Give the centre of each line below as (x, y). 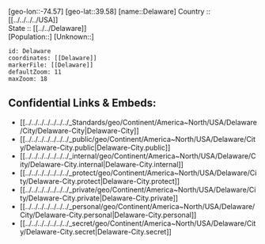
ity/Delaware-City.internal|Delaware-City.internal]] (102, 164)
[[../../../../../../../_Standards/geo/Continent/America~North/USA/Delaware (138, 122)
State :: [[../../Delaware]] (47, 28)
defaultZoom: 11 (35, 72)
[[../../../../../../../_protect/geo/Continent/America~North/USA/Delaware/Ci (138, 173)
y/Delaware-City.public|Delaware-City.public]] (95, 147)
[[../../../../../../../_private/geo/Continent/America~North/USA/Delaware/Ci (138, 189)
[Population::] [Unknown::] (51, 36)
